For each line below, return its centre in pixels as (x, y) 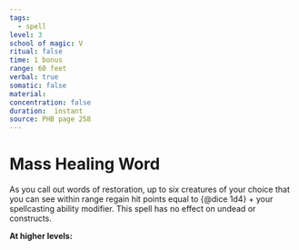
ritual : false (36, 52)
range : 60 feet (38, 69)
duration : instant (46, 111)
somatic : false (38, 85)
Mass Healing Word (85, 164)
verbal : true (34, 77)
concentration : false (50, 102)
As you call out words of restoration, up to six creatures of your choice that (150, 190)
